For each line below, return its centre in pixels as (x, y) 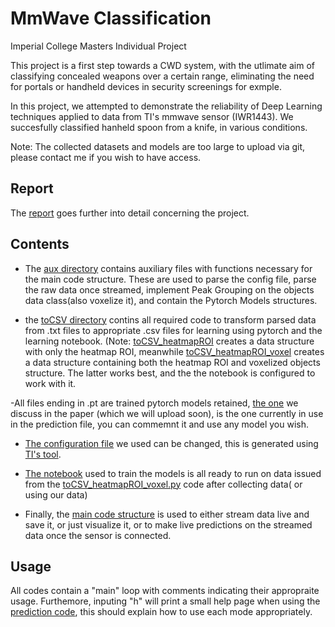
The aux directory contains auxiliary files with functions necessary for (168, 268)
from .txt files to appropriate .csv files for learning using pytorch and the (173, 330)
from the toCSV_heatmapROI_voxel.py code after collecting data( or (163, 484)
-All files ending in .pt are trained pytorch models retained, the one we (154, 403)
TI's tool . (43, 454)
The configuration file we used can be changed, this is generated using (171, 443)
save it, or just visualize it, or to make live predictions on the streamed (168, 524)
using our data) (56, 494)
